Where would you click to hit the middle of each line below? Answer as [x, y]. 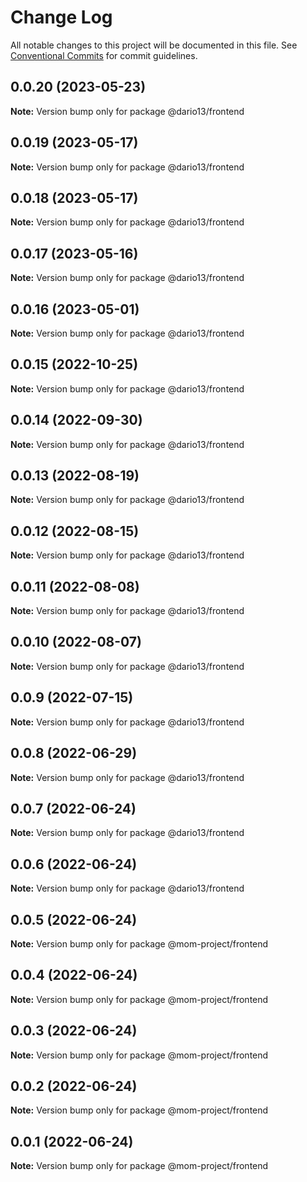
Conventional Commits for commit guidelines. [104, 55]
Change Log [61, 17]
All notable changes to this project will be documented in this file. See [154, 45]
